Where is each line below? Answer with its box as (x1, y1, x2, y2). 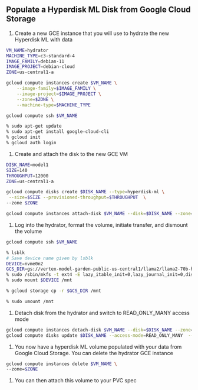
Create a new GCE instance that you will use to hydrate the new (14, 30, 170, 37)
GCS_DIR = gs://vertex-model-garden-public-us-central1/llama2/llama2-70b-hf (6, 266, 196, 272)
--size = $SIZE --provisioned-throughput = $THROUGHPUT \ (8, 194, 146, 200)
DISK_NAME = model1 (6, 162, 49, 168)
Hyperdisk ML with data (14, 35, 72, 43)
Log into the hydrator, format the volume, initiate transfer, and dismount (14, 221, 188, 228)
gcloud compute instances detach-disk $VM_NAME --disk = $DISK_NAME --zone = (6, 327, 194, 333)
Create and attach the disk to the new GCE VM (14, 150, 128, 157)
